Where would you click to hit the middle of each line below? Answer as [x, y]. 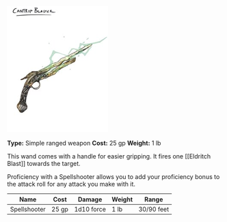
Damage [90, 199]
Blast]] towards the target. [44, 164]
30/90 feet [154, 209]
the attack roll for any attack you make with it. [71, 184]
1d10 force [90, 209]
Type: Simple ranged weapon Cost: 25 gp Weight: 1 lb [84, 143]
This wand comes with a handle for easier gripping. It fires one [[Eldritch [109, 156]
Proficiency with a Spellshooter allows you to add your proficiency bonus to [113, 177]
